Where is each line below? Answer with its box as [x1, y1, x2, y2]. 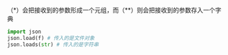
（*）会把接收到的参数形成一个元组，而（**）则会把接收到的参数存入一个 [7, 6, 216, 14]
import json [7, 28, 41, 35]
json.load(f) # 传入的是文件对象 [7, 34, 95, 41]
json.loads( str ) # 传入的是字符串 [7, 41, 99, 48]
